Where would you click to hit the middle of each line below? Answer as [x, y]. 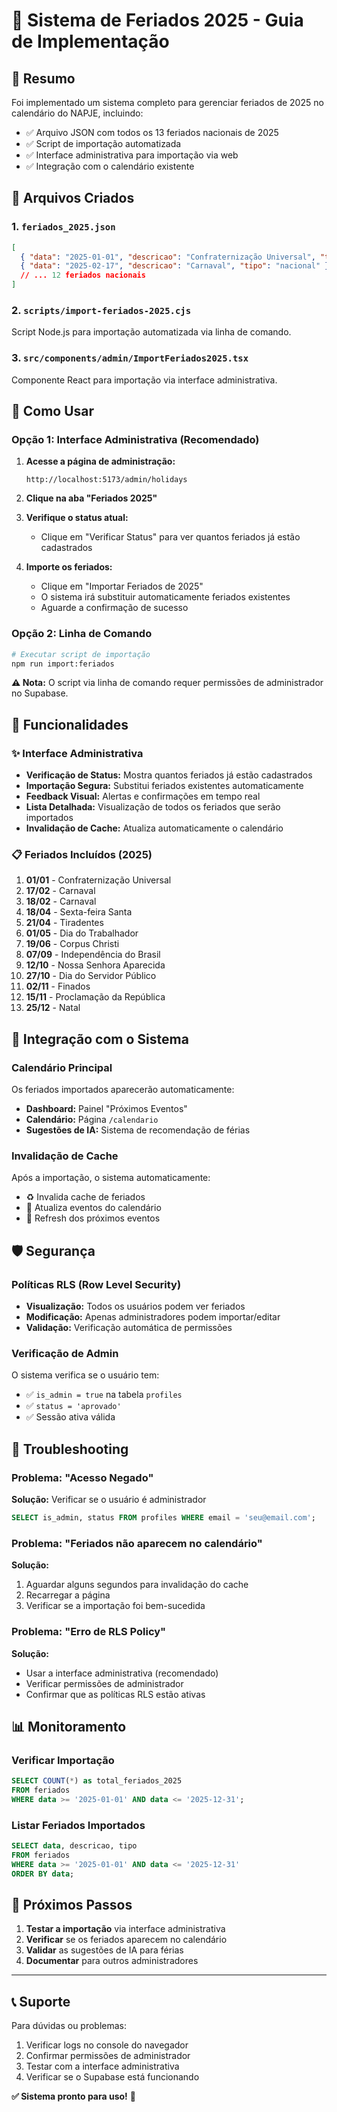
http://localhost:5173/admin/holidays [106, 480]
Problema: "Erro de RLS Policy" [89, 1632]
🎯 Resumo [43, 78]
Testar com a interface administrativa [102, 2066]
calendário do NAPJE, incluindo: [77, 113]
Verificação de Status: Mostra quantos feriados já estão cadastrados [169, 775]
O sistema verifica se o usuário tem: [85, 1375]
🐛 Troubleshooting [70, 1449]
